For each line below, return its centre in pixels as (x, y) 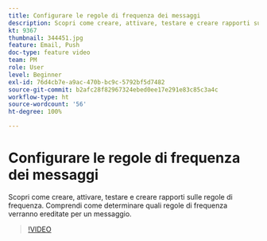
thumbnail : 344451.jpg (46, 38)
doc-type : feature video (49, 52)
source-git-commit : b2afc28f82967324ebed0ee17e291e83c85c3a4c (113, 89)
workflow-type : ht (39, 97)
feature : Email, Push (44, 45)
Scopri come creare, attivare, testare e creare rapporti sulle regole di (120, 196)
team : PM (23, 60)
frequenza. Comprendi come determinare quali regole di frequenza (118, 205)
